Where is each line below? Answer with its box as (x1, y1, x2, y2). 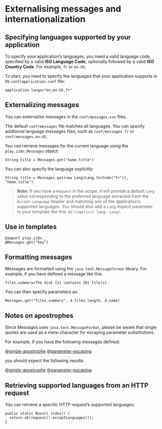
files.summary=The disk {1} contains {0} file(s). (5, 280, 109, 285)
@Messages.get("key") (5, 240, 49, 245)
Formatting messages (5, 253, 73, 262)
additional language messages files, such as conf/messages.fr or (5, 128, 134, 134)
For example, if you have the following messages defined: (5, 339, 120, 345)
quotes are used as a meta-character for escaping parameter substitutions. (5, 330, 155, 335)
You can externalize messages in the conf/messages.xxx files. (5, 114, 127, 119)
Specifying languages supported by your (5, 33, 132, 41)
